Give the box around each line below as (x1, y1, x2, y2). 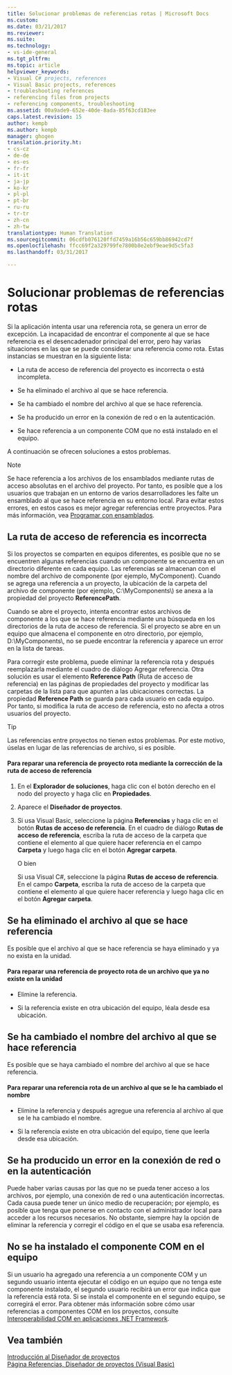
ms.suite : (7, 36, 36, 43)
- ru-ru (7, 204, 30, 211)
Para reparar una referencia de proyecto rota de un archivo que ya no (7, 967, 210, 975)
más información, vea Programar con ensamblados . (7, 511, 154, 519)
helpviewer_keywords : (7, 68, 70, 75)
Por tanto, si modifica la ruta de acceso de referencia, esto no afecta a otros (7, 701, 224, 710)
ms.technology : (7, 42, 51, 49)
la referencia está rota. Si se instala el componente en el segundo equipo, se (7, 1292, 226, 1301)
